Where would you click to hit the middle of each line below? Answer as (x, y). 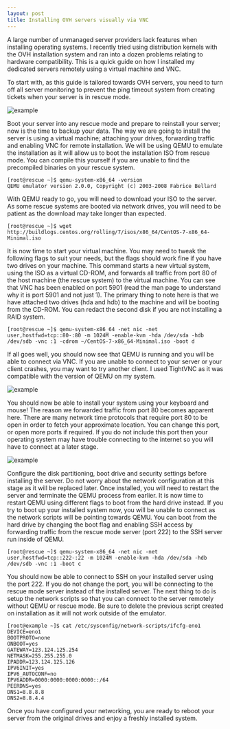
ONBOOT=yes (23, 644)
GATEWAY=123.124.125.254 (43, 650)
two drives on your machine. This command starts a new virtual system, (109, 265)
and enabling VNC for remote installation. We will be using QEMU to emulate (115, 145)
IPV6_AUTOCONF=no (32, 674)
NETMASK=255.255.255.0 (39, 656)
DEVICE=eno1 (24, 632)
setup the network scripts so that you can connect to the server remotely (111, 598)
